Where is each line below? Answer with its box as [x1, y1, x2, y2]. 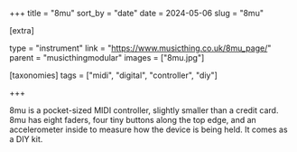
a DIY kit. [9, 134, 43, 144]
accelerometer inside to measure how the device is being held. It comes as [9, 124, 288, 135]
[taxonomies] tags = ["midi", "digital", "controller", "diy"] [9, 70, 218, 81]
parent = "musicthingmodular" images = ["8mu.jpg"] [9, 52, 205, 62]
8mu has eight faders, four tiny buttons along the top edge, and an [9, 115, 257, 125]
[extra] [9, 25, 34, 35]
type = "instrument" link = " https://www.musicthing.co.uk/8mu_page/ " [9, 43, 272, 53]
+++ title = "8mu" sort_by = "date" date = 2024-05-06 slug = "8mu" [9, 8, 265, 18]
